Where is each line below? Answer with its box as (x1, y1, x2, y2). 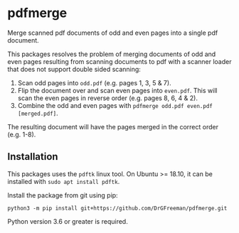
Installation (7, 151, 58, 163)
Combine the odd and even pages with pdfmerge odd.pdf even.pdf (17, 101, 213, 109)
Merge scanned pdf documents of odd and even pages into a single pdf (7, 28, 218, 37)
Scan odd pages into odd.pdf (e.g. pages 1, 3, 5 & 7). (17, 78, 172, 87)
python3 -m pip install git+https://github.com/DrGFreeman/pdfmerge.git (7, 205, 228, 212)
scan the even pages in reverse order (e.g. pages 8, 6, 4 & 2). (17, 94, 198, 102)
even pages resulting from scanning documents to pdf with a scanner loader (7, 57, 232, 65)
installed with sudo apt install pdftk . (7, 177, 120, 185)
